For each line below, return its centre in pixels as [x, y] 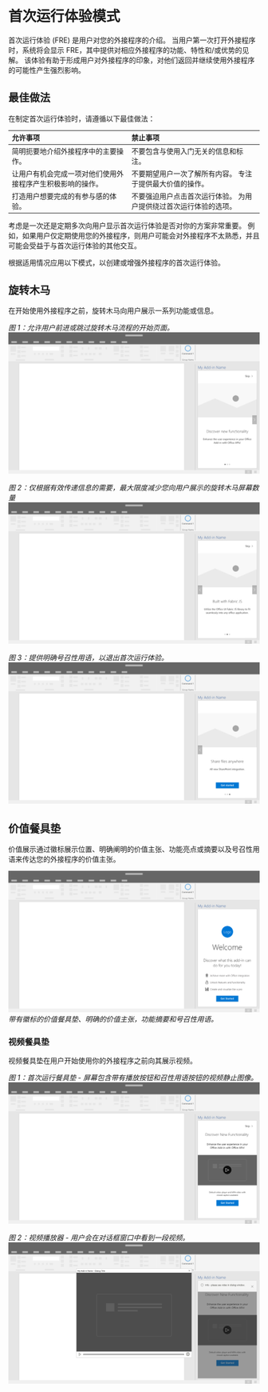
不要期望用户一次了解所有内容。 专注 [192, 174]
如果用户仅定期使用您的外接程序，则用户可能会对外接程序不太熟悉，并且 [141, 235]
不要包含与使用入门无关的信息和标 [187, 151]
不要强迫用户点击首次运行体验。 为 [188, 196]
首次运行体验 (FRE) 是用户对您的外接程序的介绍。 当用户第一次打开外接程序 [132, 40]
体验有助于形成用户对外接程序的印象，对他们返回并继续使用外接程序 [143, 60]
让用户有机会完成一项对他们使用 [64, 174]
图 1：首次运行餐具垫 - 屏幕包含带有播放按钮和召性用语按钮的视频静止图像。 [133, 1078]
